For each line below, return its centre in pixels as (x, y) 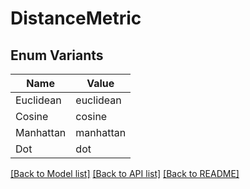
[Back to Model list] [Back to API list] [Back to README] (125, 173)
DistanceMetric (76, 18)
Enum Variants (57, 55)
